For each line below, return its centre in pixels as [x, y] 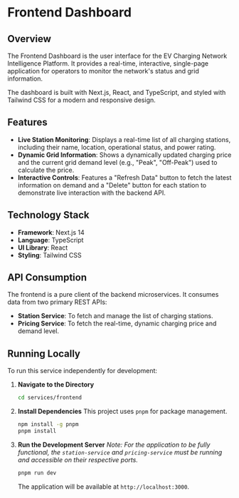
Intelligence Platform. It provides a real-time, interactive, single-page [108, 63]
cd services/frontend [49, 398]
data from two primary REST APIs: [57, 302]
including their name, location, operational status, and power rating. [117, 147]
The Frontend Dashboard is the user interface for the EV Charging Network [117, 56]
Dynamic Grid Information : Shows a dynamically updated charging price [124, 155]
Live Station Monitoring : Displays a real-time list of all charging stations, [124, 139]
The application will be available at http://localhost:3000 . [103, 487]
